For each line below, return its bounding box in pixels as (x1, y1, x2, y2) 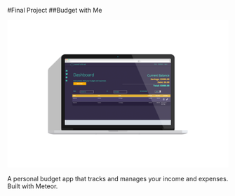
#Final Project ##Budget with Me (7, 6, 102, 14)
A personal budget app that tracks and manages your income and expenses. (7, 174, 229, 183)
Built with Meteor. (7, 182, 58, 190)
